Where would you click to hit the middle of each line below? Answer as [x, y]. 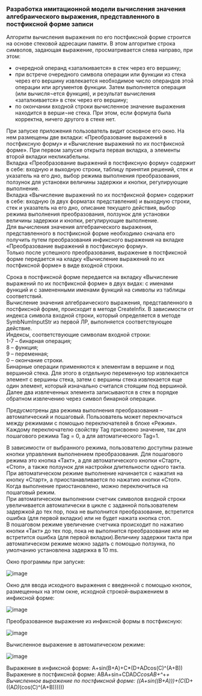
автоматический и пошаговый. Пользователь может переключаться [94, 417]
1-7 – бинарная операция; [39, 341]
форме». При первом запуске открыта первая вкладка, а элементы [93, 150]
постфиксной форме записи [50, 24]
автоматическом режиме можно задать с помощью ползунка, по [91, 544]
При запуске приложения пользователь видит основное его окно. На [95, 131]
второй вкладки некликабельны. [48, 157]
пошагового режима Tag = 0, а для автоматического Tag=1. [83, 436]
